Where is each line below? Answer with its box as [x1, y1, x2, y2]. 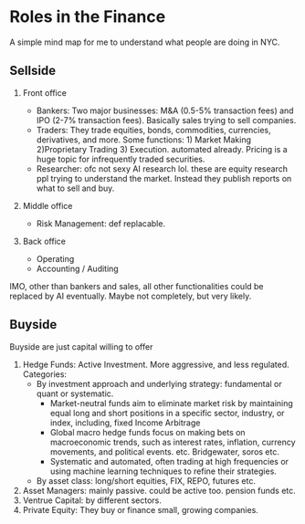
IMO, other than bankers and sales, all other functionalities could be [9, 280, 264, 291]
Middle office [22, 200, 73, 211]
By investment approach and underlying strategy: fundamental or [36, 378, 283, 389]
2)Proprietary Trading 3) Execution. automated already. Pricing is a [36, 143, 288, 154]
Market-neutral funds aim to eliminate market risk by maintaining [49, 397, 294, 408]
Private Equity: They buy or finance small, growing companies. [22, 504, 258, 515]
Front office [22, 87, 67, 98]
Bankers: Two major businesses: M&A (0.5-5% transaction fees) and [36, 105, 294, 116]
